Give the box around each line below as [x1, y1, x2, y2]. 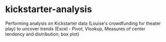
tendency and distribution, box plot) [5, 31, 80, 37]
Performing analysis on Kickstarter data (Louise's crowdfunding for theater [5, 20, 161, 26]
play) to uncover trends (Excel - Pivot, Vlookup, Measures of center [5, 25, 145, 31]
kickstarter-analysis [5, 4, 92, 15]
